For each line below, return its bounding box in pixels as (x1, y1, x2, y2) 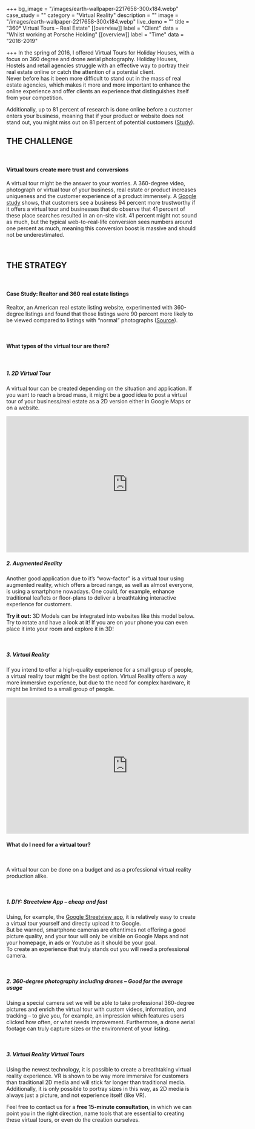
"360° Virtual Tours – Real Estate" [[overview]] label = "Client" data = (6, 24, 179, 31)
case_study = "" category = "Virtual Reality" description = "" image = (6, 12, 179, 19)
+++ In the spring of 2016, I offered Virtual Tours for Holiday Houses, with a (6, 49, 194, 56)
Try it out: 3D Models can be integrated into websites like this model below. (6, 612, 195, 620)
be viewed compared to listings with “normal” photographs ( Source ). (6, 317, 178, 324)
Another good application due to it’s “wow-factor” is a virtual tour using (6, 575, 184, 582)
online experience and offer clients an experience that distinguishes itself (6, 88, 189, 94)
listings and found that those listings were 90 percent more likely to (25, 310, 194, 317)
